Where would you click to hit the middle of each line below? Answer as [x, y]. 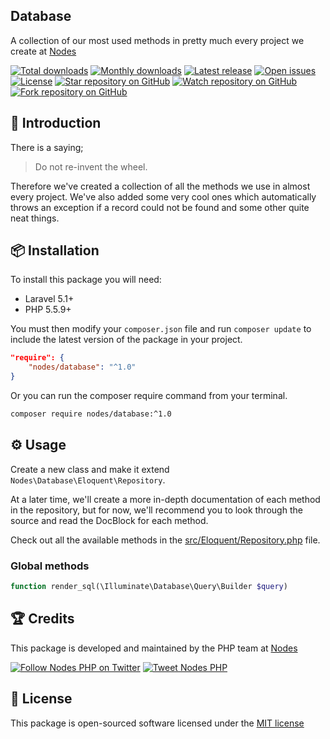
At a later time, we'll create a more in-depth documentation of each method [165, 499]
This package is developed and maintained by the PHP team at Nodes [154, 648]
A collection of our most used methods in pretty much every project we [157, 40]
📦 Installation [55, 250]
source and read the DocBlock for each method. [109, 520]
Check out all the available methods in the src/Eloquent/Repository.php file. [165, 540]
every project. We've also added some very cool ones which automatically [163, 196]
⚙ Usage [38, 445]
